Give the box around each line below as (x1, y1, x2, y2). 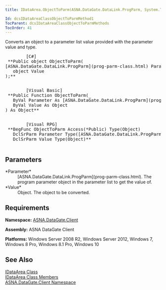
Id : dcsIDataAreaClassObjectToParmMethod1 (5, 16, 94, 21)
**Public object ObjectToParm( (7, 59, 83, 64)
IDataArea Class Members (5, 274, 58, 280)
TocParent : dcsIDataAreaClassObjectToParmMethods (5, 21, 110, 26)
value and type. (5, 44, 37, 50)
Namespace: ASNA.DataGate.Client (5, 217, 78, 223)
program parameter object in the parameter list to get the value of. (17, 179, 152, 185)
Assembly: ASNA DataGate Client (5, 226, 75, 232)
